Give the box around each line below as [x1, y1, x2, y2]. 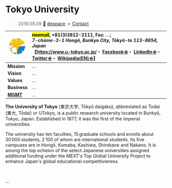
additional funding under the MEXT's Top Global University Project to [5, 153, 151, 159]
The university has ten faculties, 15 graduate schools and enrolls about [5, 131, 154, 137]
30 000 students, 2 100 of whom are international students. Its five [5, 137, 145, 143]
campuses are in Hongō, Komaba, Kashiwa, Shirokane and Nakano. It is [5, 142, 156, 148]
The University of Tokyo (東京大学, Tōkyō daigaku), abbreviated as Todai [5, 103, 160, 110]
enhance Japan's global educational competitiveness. [5, 158, 119, 164]
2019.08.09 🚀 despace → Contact [17, 20, 89, 27]
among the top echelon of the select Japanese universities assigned [5, 148, 149, 154]
